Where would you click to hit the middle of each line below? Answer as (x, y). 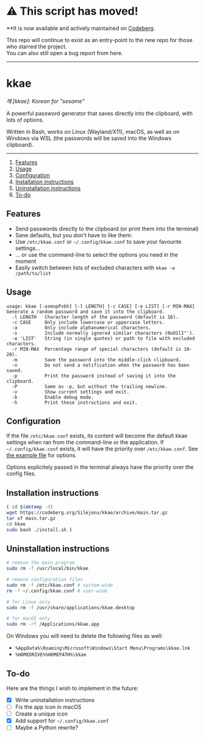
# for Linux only (28, 602)
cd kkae (16, 524)
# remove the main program (41, 563)
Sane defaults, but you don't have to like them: (74, 235)
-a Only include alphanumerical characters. (81, 328)
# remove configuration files (45, 580)
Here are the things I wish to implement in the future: (73, 688)
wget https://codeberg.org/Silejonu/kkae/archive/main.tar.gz (87, 513)
